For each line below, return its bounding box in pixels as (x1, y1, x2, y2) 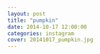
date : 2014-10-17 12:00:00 (7, 23, 87, 30)
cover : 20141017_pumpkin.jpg (7, 36, 94, 43)
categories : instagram (7, 29, 74, 37)
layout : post (7, 10, 46, 18)
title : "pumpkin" (7, 17, 59, 24)
